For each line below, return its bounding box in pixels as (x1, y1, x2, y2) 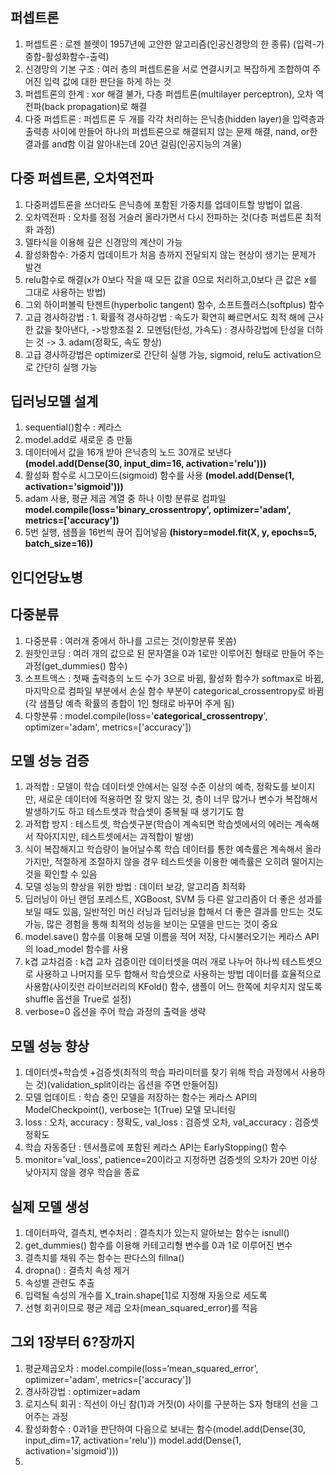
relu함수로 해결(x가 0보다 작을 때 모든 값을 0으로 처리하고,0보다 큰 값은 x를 (24, 273, 318, 285)
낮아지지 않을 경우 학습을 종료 (24, 1166, 140, 1178)
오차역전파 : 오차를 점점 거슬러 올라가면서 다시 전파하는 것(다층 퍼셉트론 (24, 211, 303, 223)
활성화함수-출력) (44, 50, 110, 62)
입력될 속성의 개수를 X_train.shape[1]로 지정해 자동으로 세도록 (24, 1289, 268, 1302)
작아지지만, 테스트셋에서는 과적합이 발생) (35, 831, 195, 843)
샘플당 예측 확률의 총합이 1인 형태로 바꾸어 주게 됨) (38, 697, 235, 709)
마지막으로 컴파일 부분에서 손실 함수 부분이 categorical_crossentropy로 (24, 684, 306, 697)
